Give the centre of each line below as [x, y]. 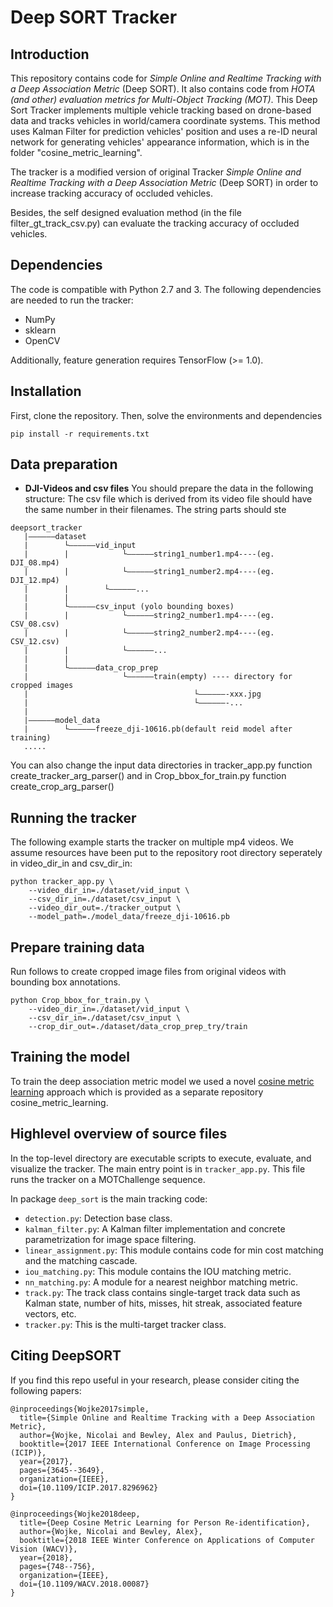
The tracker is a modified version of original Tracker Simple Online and [156, 172]
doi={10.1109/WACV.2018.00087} [84, 1584]
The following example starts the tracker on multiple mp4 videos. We [152, 842]
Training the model [70, 1057]
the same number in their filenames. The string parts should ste [155, 510]
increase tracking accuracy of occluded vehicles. [111, 193]
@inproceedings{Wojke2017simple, [80, 1409]
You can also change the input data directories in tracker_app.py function [161, 765]
